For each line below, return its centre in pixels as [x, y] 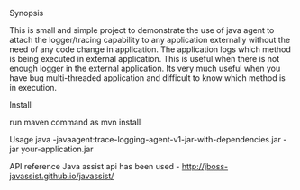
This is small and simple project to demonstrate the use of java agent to [142, 30]
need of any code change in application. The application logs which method [150, 49]
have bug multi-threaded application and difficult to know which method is [147, 78]
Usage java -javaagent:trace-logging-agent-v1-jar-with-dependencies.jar [145, 139]
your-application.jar [57, 149]
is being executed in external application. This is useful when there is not [145, 59]
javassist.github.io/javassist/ [62, 176]
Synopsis [27, 13]
